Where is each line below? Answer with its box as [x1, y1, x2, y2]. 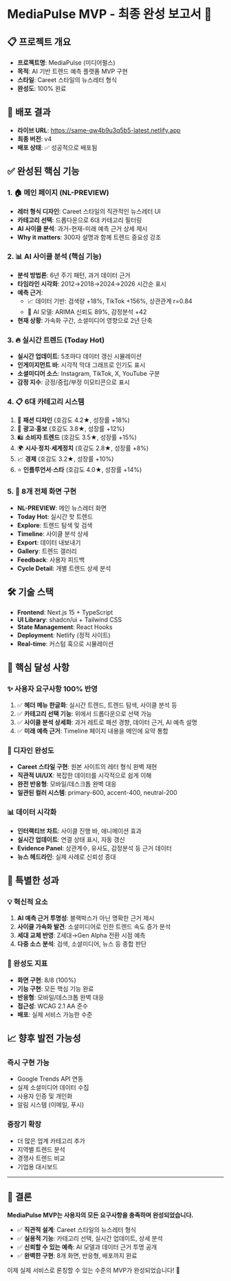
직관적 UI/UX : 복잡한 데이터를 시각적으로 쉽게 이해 [16, 771, 152, 779]
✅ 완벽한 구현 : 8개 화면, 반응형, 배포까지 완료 [16, 1251, 137, 1260]
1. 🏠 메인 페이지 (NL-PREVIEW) [7, 188, 110, 197]
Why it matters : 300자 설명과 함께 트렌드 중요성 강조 [16, 232, 162, 241]
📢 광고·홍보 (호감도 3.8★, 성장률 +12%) [16, 425, 125, 433]
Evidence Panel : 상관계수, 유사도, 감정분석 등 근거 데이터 [16, 844, 172, 852]
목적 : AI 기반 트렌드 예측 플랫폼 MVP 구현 [16, 67, 129, 75]
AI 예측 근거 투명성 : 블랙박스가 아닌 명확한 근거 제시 [16, 914, 155, 922]
